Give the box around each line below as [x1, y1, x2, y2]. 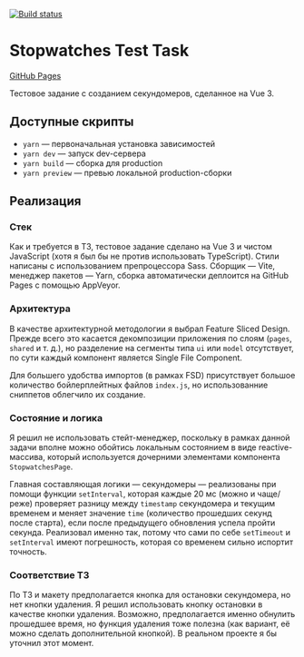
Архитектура [9, 302, 71, 315]
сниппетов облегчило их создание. [9, 388, 146, 399]
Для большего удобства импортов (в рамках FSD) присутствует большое [9, 369, 296, 380]
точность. [9, 546, 47, 557]
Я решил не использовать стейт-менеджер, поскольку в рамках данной [9, 432, 290, 444]
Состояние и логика [9, 411, 103, 424]
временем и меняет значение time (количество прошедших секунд [9, 508, 272, 519]
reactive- [258, 442, 293, 453]
